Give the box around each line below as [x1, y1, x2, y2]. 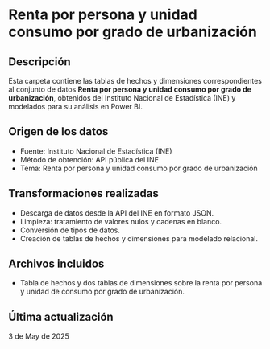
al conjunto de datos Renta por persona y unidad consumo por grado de [8, 84, 252, 94]
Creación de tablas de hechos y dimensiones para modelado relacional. [19, 233, 259, 243]
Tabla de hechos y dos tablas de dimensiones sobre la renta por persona [19, 278, 263, 288]
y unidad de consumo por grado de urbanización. [19, 287, 185, 297]
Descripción [8, 55, 71, 68]
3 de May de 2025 [8, 331, 70, 341]
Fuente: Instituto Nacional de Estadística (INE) [19, 146, 172, 156]
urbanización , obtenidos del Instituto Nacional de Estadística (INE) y [8, 93, 236, 102]
